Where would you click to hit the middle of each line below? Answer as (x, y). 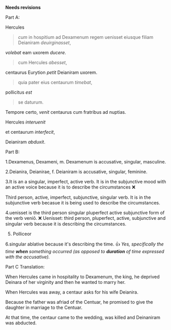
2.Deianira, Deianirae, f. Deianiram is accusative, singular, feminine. (77, 172)
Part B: (13, 152)
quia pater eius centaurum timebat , (55, 82)
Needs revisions (23, 7)
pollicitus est (19, 92)
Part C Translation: (25, 267)
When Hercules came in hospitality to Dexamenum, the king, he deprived (83, 277)
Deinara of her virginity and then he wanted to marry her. (65, 282)
